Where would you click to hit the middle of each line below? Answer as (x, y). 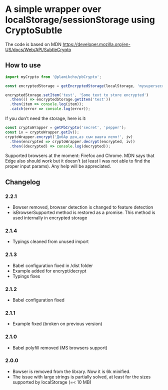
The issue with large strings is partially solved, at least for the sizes (81, 376)
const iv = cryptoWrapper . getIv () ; (42, 132)
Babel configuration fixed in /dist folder (53, 265)
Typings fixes (26, 276)
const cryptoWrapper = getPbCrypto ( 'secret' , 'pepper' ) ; (66, 127)
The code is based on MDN (33, 44)
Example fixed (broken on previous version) (57, 324)
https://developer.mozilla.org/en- (96, 44)
